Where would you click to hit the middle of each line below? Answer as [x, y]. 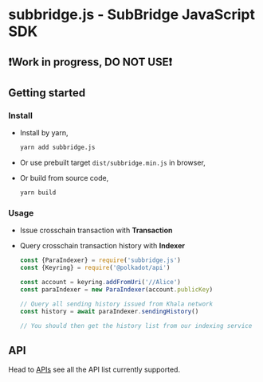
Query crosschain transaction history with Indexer [102, 246]
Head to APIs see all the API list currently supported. [94, 370]
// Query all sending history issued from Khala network [116, 304]
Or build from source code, [64, 178]
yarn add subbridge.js [57, 148]
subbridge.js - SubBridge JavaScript [131, 15]
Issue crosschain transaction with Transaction [96, 230]
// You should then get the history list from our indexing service [136, 325]
